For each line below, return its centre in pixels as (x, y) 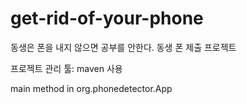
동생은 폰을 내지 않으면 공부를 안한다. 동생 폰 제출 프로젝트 (123, 47)
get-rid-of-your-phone (107, 18)
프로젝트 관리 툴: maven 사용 (66, 68)
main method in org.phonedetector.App (91, 88)
